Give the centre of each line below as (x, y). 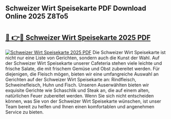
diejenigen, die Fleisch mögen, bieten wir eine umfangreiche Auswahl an (82, 74)
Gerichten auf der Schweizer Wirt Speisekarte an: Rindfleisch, (71, 79)
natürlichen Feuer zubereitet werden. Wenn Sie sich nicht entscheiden (80, 96)
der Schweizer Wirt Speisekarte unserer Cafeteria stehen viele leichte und (84, 63)
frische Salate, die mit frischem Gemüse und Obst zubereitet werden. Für (83, 69)
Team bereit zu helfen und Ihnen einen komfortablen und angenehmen (80, 106)
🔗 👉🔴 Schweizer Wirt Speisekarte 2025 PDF (78, 38)
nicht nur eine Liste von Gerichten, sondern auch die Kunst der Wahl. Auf (83, 58)
